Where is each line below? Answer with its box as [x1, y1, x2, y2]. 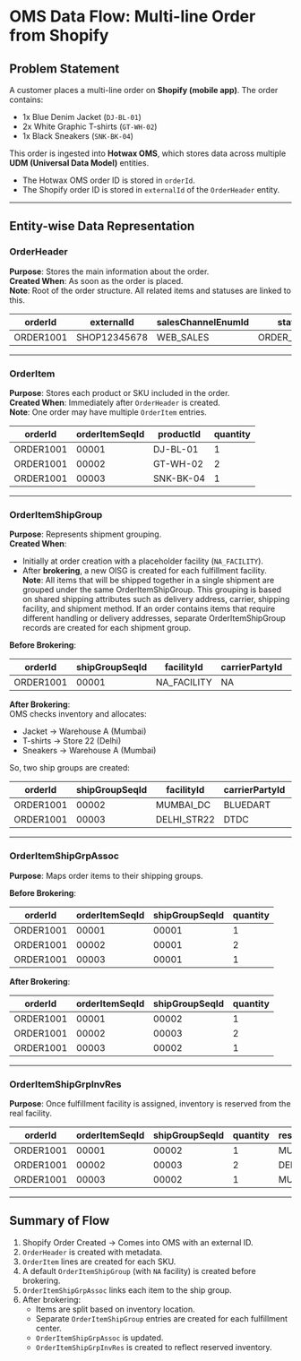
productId [158, 427, 202, 440]
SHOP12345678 [75, 331, 149, 343]
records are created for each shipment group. [21, 623, 192, 633]
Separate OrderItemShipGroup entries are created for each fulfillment [35, 1313, 288, 1323]
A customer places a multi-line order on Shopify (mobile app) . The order [9, 85, 279, 95]
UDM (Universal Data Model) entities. [9, 158, 150, 168]
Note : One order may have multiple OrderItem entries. [9, 406, 208, 418]
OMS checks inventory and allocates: [9, 709, 148, 719]
